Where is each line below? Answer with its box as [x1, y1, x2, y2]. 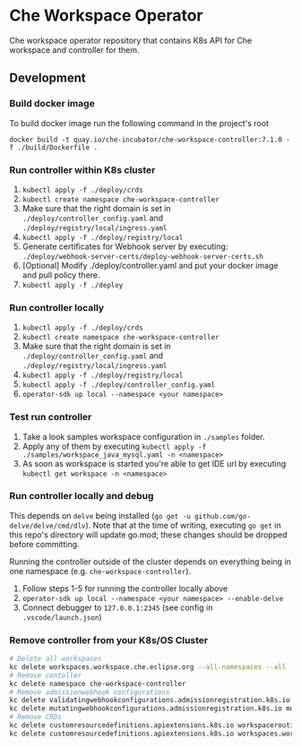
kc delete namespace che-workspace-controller [9, 679, 186, 688]
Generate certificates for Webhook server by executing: [21, 241, 228, 252]
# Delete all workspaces [9, 655, 102, 664]
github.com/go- [193, 511, 251, 520]
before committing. [9, 538, 80, 549]
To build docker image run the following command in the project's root [9, 117, 269, 128]
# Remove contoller [9, 671, 82, 680]
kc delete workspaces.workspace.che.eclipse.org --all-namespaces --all [9, 662, 287, 672]
